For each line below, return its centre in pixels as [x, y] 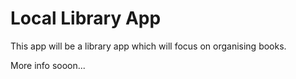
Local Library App [86, 18]
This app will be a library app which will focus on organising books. [148, 46]
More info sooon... [48, 65]
